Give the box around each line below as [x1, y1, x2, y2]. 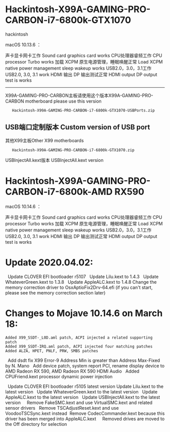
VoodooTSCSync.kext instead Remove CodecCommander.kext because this [5, 410, 165, 416]
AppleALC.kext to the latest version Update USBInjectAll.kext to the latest [5, 394, 160, 400]
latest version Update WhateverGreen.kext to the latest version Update [5, 388, 158, 394]
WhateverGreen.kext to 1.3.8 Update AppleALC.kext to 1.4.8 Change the [5, 279, 157, 285]
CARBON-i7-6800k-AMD [5, 186, 113, 197]
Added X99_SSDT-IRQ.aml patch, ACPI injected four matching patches [5, 344, 153, 349]
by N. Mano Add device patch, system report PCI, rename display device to [5, 362, 165, 369]
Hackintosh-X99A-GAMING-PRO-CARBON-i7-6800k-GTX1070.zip [12, 147, 135, 153]
